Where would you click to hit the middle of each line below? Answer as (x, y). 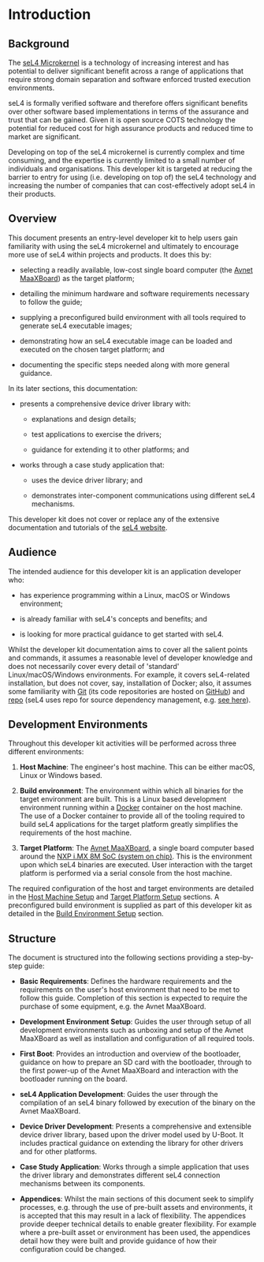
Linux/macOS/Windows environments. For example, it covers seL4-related (129, 674)
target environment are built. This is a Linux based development (123, 799)
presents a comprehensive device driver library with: (105, 404)
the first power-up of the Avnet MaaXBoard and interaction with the (129, 1071)
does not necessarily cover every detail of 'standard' (94, 666)
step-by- (239, 958)
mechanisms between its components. (82, 1184)
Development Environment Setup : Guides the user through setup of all (135, 1022)
